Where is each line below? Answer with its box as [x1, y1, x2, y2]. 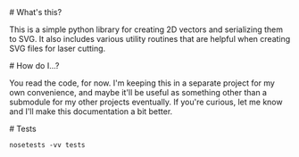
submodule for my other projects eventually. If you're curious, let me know [9, 96, 283, 107]
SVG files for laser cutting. [9, 43, 106, 54]
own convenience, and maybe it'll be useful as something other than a [9, 87, 268, 97]
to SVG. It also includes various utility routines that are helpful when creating [9, 34, 291, 44]
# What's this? [9, 7, 62, 17]
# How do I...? [9, 61, 60, 70]
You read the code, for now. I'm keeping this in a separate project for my [9, 78, 275, 88]
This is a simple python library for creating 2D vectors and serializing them [9, 24, 284, 35]
